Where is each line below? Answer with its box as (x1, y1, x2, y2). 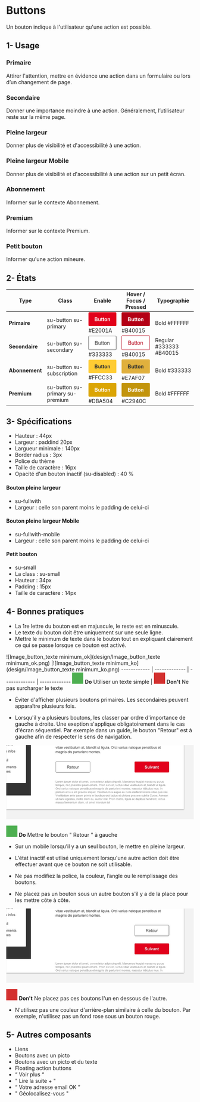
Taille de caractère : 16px (14, 464, 76, 471)
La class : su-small (14, 570, 61, 577)
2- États (6, 273, 37, 283)
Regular (155, 337, 174, 344)
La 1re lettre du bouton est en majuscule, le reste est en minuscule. (14, 622, 179, 630)
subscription (46, 370, 78, 377)
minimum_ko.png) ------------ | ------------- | (76, 665, 189, 673)
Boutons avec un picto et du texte (14, 1058, 98, 1066)
